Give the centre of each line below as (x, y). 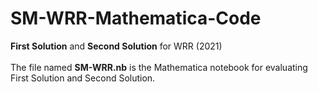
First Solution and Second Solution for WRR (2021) (116, 46)
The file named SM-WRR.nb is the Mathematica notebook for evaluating (159, 67)
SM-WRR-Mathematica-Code (136, 18)
